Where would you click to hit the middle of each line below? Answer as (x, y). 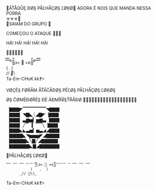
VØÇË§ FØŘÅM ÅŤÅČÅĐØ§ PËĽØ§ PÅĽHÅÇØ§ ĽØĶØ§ (61, 90)
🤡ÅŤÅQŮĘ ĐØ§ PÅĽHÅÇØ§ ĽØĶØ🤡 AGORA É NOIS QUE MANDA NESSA (79, 8)
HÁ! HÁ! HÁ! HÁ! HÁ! (27, 43)
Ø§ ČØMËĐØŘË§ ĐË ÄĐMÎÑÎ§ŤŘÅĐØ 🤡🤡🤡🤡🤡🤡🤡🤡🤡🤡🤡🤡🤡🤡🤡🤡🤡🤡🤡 (72, 100)
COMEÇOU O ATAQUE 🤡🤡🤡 (34, 33)
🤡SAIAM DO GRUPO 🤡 (29, 24)
